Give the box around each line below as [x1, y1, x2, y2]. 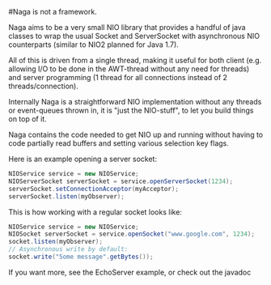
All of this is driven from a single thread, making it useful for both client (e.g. [8, 56, 262, 65]
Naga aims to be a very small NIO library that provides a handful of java [8, 23, 246, 32]
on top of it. [8, 114, 47, 124]
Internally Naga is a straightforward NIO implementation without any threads [8, 97, 262, 106]
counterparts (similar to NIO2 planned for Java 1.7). [8, 40, 180, 49]
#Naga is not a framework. [8, 7, 97, 16]
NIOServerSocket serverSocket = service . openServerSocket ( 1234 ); [8, 177, 233, 185]
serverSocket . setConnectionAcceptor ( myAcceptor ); [8, 185, 180, 193]
